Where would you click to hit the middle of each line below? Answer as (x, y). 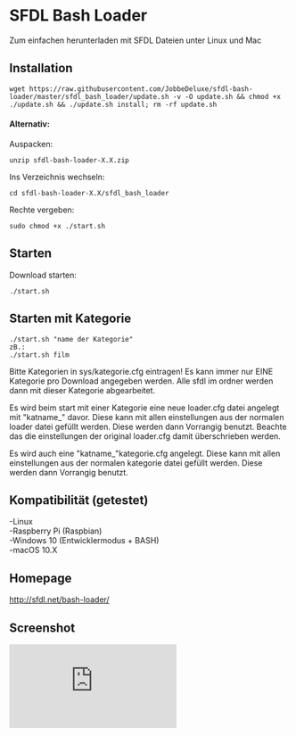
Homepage (41, 578)
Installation (41, 68)
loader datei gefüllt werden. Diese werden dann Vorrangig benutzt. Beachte (148, 426)
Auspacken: (31, 144)
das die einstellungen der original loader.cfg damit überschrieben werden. (145, 436)
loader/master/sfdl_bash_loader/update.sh (89, 96)
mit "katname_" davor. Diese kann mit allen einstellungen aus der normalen (147, 417)
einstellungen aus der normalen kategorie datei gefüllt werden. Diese (136, 463)
